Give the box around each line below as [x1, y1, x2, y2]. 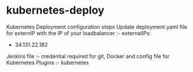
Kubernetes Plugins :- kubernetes [6, 59, 90, 66]
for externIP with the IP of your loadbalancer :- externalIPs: [6, 29, 151, 36]
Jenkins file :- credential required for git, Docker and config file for [6, 52, 170, 60]
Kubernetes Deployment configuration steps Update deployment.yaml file [6, 23, 188, 30]
